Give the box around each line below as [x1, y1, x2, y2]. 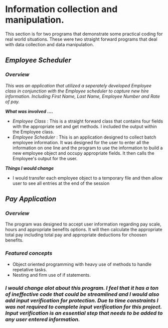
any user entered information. [5, 315, 80, 322]
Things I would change [5, 165, 54, 171]
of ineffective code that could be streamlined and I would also [5, 290, 159, 297]
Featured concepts [5, 250, 53, 257]
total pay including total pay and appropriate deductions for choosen [5, 232, 147, 238]
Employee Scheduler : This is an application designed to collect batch [12, 134, 156, 140]
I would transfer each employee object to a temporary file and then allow [12, 175, 163, 181]
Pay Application [5, 195, 57, 203]
